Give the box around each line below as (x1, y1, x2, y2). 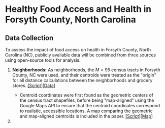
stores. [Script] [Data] (12, 83, 56, 88)
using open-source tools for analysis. (5, 57, 81, 63)
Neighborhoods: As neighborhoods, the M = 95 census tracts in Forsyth (12, 67, 161, 73)
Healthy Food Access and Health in (5, 3, 152, 15)
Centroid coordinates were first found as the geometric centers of (19, 92, 154, 98)
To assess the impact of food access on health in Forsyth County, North (5, 47, 151, 52)
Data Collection (5, 34, 54, 42)
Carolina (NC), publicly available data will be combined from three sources (5, 52, 156, 58)
